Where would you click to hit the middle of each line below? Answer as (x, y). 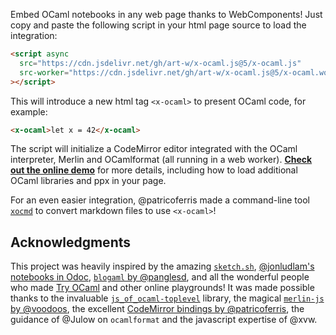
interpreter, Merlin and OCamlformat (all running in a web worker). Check (161, 160)
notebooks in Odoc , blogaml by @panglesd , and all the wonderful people (160, 277)
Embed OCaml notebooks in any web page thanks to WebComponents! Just (166, 14)
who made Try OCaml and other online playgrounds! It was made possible (162, 288)
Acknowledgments (71, 242)
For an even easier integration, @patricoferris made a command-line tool (160, 200)
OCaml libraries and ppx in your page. (88, 181)
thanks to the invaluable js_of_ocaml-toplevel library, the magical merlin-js (167, 298)
